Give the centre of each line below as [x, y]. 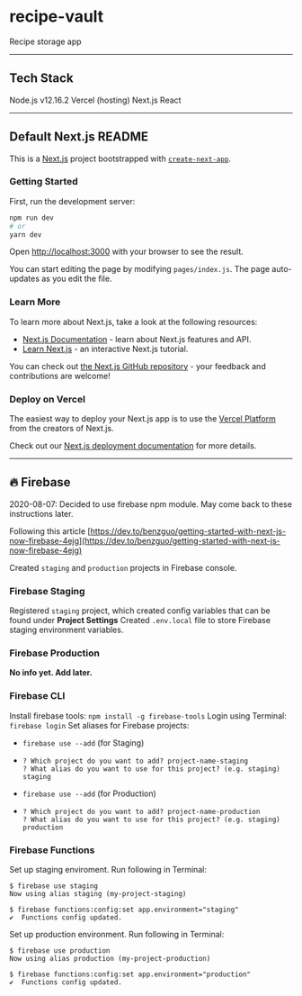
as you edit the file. [77, 279]
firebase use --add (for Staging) [83, 742]
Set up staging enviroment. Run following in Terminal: [108, 870]
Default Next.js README [79, 137]
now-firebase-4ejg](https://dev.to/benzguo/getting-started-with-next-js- [145, 540]
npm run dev [31, 218]
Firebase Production [55, 653]
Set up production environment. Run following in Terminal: [117, 935]
